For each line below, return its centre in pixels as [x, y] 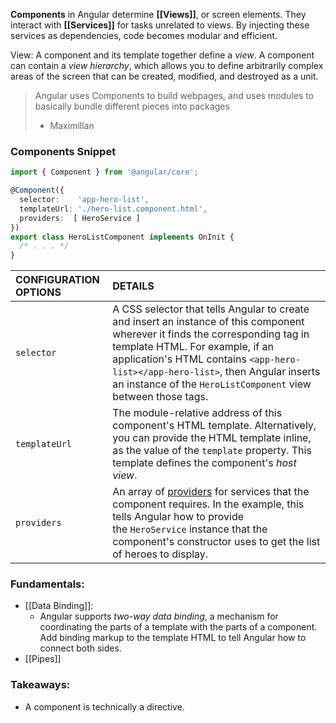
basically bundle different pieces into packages [132, 106]
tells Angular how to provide [178, 517]
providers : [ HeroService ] [80, 218]
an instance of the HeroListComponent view [212, 384]
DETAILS [133, 286]
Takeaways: [40, 685]
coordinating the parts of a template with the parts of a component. [178, 627]
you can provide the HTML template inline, [212, 438]
